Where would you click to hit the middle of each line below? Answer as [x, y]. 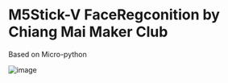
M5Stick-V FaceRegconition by [114, 15]
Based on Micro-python [48, 54]
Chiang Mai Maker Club [88, 32]
